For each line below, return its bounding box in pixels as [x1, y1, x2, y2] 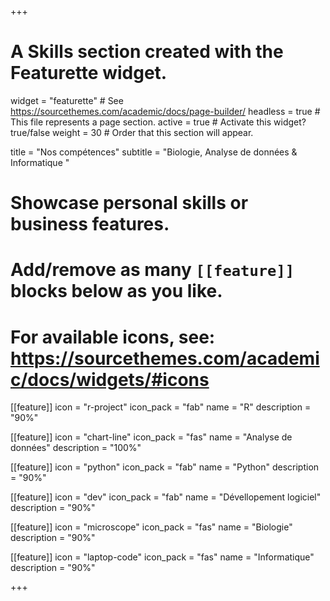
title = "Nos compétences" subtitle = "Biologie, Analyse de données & [10, 146, 298, 158]
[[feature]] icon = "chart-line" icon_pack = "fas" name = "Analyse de [10, 431, 293, 443]
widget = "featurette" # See [10, 94, 124, 106]
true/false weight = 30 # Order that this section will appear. [10, 126, 254, 138]
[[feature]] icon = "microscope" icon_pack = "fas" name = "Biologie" [10, 521, 293, 533]
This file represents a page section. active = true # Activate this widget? [10, 116, 307, 128]
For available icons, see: [10, 326, 216, 348]
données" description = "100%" [10, 442, 142, 454]
